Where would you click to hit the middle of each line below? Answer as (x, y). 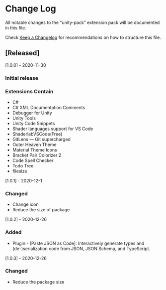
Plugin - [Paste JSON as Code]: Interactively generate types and (78, 243)
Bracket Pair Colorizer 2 (37, 155)
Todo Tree (23, 165)
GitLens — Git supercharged (41, 139)
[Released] (22, 53)
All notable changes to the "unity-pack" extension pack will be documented (83, 22)
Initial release (22, 78)
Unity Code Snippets (34, 123)
